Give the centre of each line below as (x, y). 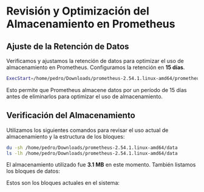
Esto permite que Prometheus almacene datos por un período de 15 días (97, 90)
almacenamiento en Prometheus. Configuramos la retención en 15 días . (96, 67)
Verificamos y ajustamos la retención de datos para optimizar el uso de (95, 61)
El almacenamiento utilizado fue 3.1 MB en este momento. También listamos (101, 165)
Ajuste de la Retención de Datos (68, 46)
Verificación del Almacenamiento (71, 115)
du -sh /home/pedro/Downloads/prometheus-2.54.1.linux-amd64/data (92, 147)
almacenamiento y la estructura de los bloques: (66, 136)
